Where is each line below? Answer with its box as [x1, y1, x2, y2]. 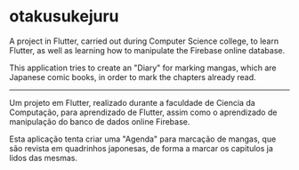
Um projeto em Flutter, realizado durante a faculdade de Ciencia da [9, 97, 255, 108]
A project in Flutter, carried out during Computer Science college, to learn [9, 36, 279, 46]
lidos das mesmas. [9, 152, 78, 163]
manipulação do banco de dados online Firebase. [9, 116, 190, 126]
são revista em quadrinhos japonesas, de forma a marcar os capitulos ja [9, 142, 274, 153]
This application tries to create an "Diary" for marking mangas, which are [9, 62, 277, 73]
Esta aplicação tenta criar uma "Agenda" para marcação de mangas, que [9, 134, 277, 144]
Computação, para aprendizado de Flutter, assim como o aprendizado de [9, 107, 278, 117]
